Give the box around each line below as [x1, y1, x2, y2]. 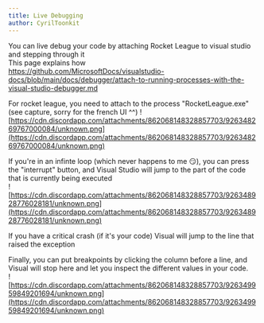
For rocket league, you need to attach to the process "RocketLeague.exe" [8, 99, 249, 108]
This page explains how [8, 57, 86, 68]
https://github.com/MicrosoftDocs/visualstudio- [8, 66, 165, 76]
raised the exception [8, 239, 76, 249]
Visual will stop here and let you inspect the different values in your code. [8, 263, 249, 273]
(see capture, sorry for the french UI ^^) [8, 107, 138, 116]
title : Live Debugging [8, 11, 83, 20]
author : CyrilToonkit [8, 19, 80, 27]
